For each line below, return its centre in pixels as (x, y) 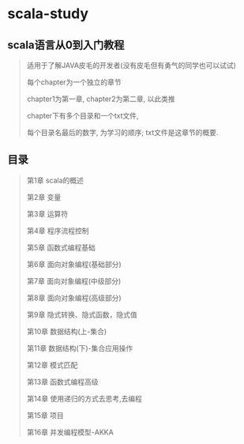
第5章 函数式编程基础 (61, 247)
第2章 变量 (44, 197)
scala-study (48, 14)
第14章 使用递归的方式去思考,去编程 (84, 398)
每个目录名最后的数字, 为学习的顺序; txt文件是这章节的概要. (122, 132)
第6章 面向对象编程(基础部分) (74, 264)
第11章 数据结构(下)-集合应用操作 (80, 348)
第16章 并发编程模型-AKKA (70, 432)
